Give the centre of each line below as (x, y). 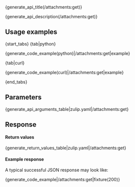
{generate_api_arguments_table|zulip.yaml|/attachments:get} (67, 109)
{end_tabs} (16, 82)
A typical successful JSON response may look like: (57, 170)
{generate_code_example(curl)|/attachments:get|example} (65, 72)
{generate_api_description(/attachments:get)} (51, 16)
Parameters (23, 97)
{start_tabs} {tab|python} (31, 44)
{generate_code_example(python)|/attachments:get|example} (68, 53)
